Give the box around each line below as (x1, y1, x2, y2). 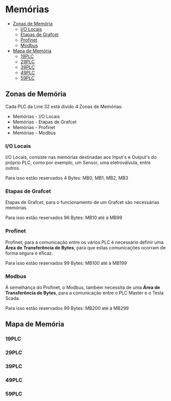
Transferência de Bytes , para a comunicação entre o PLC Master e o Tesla (5, 289, 164, 296)
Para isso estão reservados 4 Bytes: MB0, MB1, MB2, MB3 (5, 175, 129, 181)
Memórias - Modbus (12, 130, 56, 136)
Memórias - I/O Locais (12, 113, 60, 119)
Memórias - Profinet (12, 124, 55, 130)
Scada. (5, 295, 20, 301)
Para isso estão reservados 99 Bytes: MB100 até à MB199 (5, 260, 127, 266)
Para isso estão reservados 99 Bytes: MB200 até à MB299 (5, 305, 129, 311)
